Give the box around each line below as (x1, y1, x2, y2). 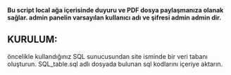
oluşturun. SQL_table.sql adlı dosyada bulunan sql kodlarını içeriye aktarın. (7, 60, 223, 68)
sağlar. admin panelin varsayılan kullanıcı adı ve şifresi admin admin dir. (7, 13, 222, 22)
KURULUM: (7, 34, 58, 46)
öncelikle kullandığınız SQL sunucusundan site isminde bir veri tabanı (7, 52, 208, 60)
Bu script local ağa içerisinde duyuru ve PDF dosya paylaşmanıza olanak (7, 6, 224, 14)
